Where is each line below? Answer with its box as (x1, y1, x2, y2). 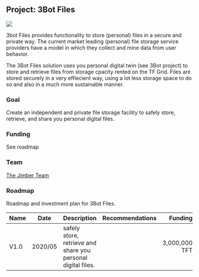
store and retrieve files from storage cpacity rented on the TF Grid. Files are (6, 68, 191, 75)
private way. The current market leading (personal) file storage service (6, 38, 179, 45)
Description (63, 214, 97, 222)
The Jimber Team (6, 172, 49, 179)
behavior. (6, 50, 29, 57)
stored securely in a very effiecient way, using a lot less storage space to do (6, 74, 192, 82)
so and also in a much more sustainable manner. (6, 80, 124, 88)
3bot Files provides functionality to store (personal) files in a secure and (6, 31, 182, 38)
